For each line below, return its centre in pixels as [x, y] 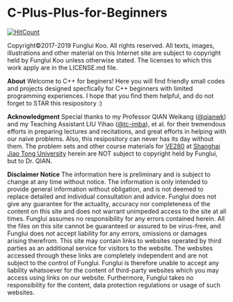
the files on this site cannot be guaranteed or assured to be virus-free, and [114, 226]
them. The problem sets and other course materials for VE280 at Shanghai [114, 146]
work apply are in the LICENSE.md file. [63, 67]
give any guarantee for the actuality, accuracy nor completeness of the [109, 203]
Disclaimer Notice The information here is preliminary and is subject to [109, 174]
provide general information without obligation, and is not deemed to [105, 189]
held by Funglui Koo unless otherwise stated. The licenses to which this [110, 60]
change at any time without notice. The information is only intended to [107, 181]
